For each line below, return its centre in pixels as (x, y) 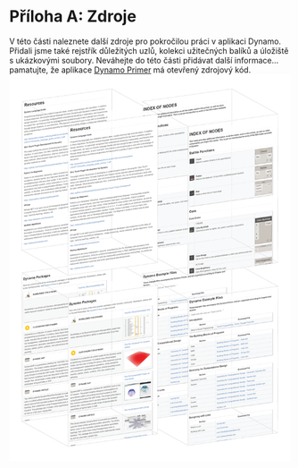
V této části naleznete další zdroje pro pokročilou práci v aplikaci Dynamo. (145, 41)
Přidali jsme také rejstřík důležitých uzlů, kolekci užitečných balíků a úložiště (149, 50)
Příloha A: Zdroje (73, 17)
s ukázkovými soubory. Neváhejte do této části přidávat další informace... (144, 60)
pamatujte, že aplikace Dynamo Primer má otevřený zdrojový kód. (130, 70)
